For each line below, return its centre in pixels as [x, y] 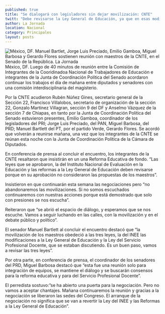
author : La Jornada [25, 23]
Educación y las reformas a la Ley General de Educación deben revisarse [79, 169]
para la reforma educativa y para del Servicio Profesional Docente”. [73, 276]
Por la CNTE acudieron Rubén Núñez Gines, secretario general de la [74, 97]
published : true [22, 10]
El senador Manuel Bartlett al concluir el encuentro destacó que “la [73, 229]
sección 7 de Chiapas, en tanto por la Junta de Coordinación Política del [78, 113]
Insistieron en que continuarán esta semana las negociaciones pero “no [78, 184]
